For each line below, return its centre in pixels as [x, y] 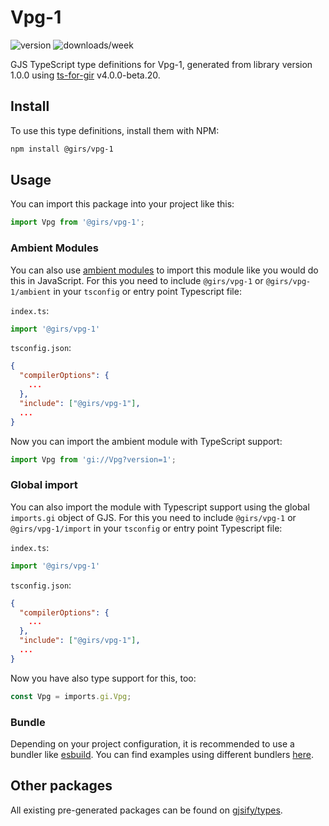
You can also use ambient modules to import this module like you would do [164, 270]
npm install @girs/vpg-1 [62, 149]
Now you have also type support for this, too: [103, 678]
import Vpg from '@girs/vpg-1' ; [77, 222]
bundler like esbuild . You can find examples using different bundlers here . [162, 754]
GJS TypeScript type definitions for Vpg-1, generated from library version [161, 64]
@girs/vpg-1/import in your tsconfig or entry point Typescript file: [146, 528]
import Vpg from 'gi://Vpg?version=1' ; [93, 459]
